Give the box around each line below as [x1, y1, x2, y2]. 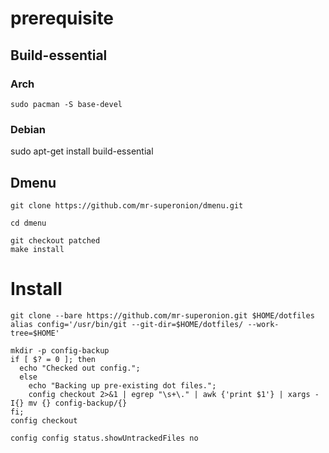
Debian [10, 122, 46, 136]
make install [10, 244, 65, 254]
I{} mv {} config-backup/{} [10, 398, 128, 408]
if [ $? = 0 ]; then [10, 354, 97, 364]
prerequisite [10, 7, 115, 30]
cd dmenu [10, 218, 47, 228]
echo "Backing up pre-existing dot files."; [28, 380, 217, 391]
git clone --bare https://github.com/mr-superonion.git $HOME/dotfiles [10, 310, 315, 321]
